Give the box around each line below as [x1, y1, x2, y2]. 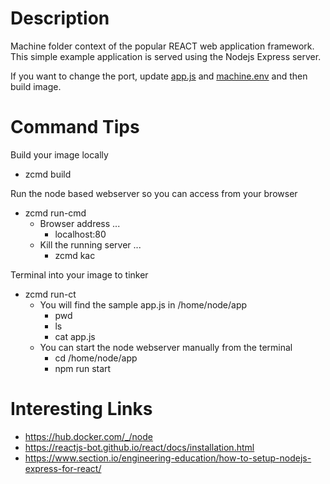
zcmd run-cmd [24, 207, 87, 219]
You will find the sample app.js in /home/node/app [39, 298, 248, 311]
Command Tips [10, 116, 140, 139]
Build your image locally [10, 148, 109, 161]
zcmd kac [54, 249, 96, 261]
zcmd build [24, 168, 72, 180]
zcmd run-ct [24, 288, 77, 300]
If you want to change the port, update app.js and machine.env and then [10, 70, 308, 82]
